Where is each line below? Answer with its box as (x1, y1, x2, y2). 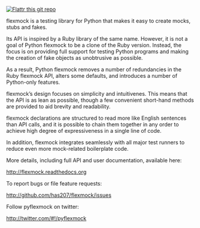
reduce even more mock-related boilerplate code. (6, 145, 129, 152)
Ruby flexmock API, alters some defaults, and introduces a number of (6, 72, 178, 79)
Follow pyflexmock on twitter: (6, 203, 79, 210)
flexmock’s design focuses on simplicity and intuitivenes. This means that (6, 90, 187, 97)
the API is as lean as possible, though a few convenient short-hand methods (6, 96, 195, 104)
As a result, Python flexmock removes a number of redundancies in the (6, 66, 181, 73)
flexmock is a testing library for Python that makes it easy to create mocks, (6, 17, 191, 24)
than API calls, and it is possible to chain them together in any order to (6, 121, 179, 128)
